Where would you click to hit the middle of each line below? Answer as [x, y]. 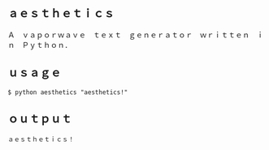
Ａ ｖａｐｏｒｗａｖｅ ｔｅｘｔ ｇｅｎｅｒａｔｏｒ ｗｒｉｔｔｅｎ [128, 35]
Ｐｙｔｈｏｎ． [47, 45]
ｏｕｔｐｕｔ [40, 119]
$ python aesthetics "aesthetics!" [68, 92]
